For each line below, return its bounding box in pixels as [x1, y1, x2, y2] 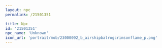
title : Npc [5, 21, 28, 26]
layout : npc [5, 7, 30, 13]
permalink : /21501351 [5, 12, 51, 17]
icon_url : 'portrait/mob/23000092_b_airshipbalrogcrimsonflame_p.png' [5, 35, 158, 40]
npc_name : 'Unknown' [5, 31, 49, 36]
